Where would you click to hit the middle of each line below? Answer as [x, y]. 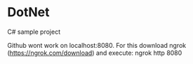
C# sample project [34, 32]
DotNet [28, 12]
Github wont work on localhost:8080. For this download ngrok [97, 45]
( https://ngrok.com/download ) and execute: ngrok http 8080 [95, 53]
